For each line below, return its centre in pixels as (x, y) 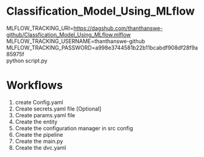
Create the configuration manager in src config (74, 128)
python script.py (27, 60)
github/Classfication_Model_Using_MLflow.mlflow (69, 34)
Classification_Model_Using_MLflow (100, 11)
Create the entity (36, 122)
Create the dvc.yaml (40, 147)
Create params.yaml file (45, 115)
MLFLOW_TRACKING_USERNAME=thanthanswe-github (76, 41)
